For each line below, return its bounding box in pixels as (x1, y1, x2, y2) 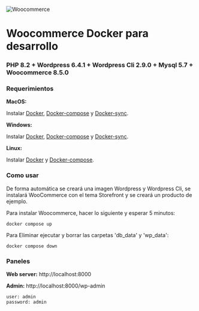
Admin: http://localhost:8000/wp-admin (6, 282, 105, 289)
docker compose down (6, 243, 58, 249)
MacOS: (6, 98, 27, 105)
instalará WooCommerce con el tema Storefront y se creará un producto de (6, 191, 192, 198)
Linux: (6, 145, 22, 152)
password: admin (6, 299, 47, 305)
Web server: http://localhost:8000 (6, 271, 92, 277)
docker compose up (6, 221, 52, 227)
